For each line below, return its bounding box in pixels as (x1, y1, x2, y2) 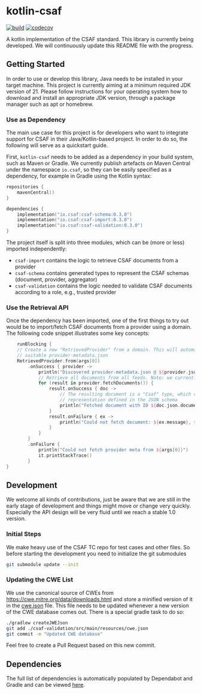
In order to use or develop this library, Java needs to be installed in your (6, 75, 184, 82)
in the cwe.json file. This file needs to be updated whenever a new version (6, 602, 190, 609)
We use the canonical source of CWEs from (6, 589, 114, 596)
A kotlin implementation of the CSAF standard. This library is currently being (6, 35, 194, 42)
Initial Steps (6, 530, 42, 539)
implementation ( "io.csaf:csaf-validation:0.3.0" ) (17, 222, 144, 228)
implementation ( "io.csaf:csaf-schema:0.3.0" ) (17, 211, 133, 218)
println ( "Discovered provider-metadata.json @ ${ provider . (38, 369, 188, 375)
